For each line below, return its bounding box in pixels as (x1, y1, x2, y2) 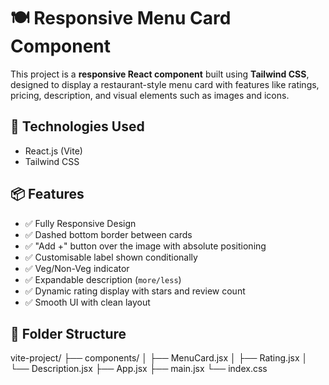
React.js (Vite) (24, 145, 83, 157)
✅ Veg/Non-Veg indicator (24, 262, 130, 274)
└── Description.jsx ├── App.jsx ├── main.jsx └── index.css (10, 363, 268, 375)
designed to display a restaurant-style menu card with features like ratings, (10, 78, 320, 90)
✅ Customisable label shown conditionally (24, 251, 198, 263)
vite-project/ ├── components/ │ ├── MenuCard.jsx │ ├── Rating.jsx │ (10, 352, 308, 364)
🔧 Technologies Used (10, 118, 145, 135)
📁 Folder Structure (10, 325, 127, 342)
